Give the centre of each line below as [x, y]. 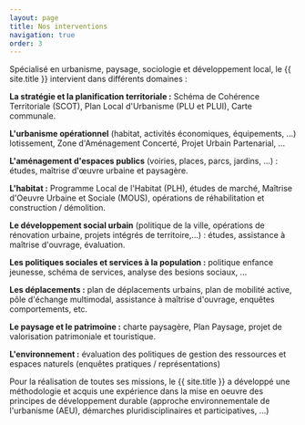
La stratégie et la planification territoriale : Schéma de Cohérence [135, 97]
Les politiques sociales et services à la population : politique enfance [142, 263]
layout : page [34, 18]
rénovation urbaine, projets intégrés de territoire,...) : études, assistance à [147, 235]
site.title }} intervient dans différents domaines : [99, 79]
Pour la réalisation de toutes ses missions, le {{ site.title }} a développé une [150, 382]
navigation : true [42, 35]
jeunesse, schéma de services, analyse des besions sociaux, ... [128, 272]
